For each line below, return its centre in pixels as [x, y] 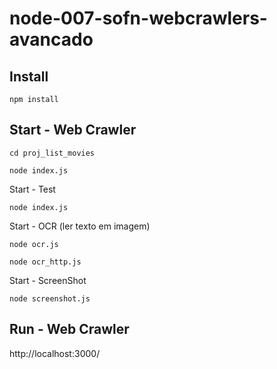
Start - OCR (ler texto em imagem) [80, 226]
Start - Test [32, 189]
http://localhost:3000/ [55, 353]
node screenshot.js [50, 298]
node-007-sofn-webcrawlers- [138, 18]
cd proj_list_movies [52, 153]
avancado [51, 39]
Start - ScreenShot [48, 280]
